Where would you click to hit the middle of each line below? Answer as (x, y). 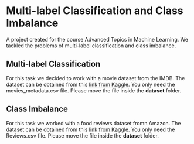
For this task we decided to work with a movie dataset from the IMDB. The (96, 78)
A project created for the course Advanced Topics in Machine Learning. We (97, 39)
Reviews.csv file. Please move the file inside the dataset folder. (83, 135)
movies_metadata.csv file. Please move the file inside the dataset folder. (94, 90)
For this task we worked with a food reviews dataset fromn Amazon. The (93, 123)
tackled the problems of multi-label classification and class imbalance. (91, 46)
